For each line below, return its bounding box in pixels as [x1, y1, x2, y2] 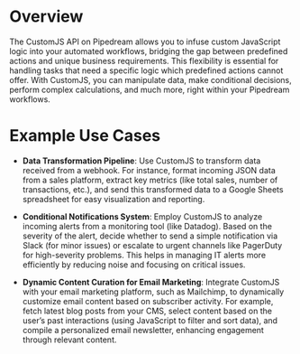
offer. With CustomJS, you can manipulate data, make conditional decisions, [9, 74, 293, 85]
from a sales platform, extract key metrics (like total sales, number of [22, 174, 278, 185]
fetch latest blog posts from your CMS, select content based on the [22, 305, 273, 316]
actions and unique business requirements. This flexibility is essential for [9, 55, 279, 66]
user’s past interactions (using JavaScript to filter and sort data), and [22, 314, 277, 326]
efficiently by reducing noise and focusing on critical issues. [22, 259, 246, 270]
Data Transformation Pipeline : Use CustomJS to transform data [22, 155, 261, 166]
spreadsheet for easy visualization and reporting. [22, 193, 205, 204]
